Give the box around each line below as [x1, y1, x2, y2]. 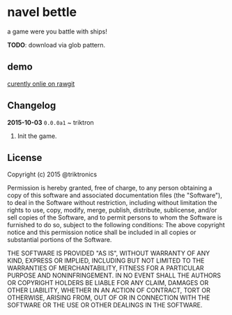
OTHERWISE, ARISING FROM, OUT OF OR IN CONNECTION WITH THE [7, 293, 210, 302]
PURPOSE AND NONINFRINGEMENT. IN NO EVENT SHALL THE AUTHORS [7, 271, 222, 279]
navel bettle [7, 4, 77, 20]
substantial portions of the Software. [7, 236, 112, 244]
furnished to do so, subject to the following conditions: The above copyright [7, 221, 225, 229]
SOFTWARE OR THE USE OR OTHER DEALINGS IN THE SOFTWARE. [7, 301, 203, 309]
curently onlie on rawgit [7, 79, 75, 88]
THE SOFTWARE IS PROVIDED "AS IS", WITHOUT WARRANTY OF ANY [7, 249, 210, 258]
